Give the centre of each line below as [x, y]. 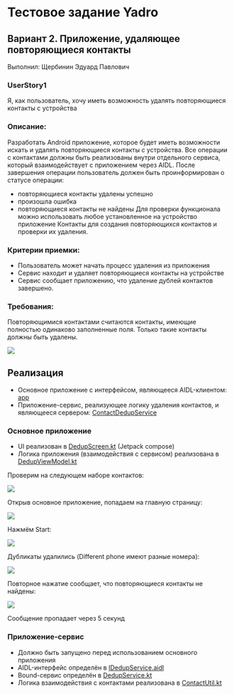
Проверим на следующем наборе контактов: [76, 475]
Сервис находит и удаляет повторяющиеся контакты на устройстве [121, 273]
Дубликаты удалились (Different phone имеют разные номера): [104, 557]
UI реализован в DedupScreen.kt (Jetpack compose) [96, 447]
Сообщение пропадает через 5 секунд [66, 619]
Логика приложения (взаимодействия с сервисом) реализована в [118, 454]
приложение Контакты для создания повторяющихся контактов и [117, 224]
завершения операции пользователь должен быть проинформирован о [116, 172]
